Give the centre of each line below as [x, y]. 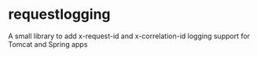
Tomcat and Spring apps [48, 44]
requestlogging [60, 14]
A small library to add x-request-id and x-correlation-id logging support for [129, 36]
